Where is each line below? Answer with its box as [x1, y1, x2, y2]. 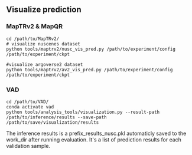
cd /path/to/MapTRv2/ [6, 35, 60, 42]
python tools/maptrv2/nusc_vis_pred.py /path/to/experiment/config [6, 46, 176, 52]
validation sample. [6, 142, 51, 149]
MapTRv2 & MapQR [6, 22, 63, 31]
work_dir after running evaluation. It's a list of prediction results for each [6, 136, 182, 143]
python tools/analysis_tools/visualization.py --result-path [6, 109, 160, 115]
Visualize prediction [6, 5, 82, 15]
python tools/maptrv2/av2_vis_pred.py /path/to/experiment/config [6, 67, 173, 72]
